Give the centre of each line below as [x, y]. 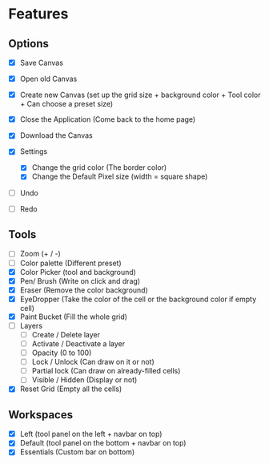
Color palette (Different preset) [70, 263]
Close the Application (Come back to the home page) [108, 119]
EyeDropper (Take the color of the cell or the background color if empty [138, 299]
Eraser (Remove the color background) [84, 290]
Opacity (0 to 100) [62, 353]
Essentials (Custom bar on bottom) [77, 452]
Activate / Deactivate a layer [78, 344]
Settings [34, 151]
